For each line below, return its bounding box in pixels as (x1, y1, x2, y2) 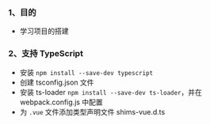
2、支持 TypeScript (8, 48, 83, 59)
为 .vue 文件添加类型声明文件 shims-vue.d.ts (19, 107, 166, 116)
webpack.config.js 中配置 (19, 97, 103, 107)
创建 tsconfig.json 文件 (19, 77, 94, 87)
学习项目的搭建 (19, 26, 69, 36)
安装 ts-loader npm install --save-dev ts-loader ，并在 (19, 87, 202, 96)
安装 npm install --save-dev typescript (19, 67, 153, 77)
